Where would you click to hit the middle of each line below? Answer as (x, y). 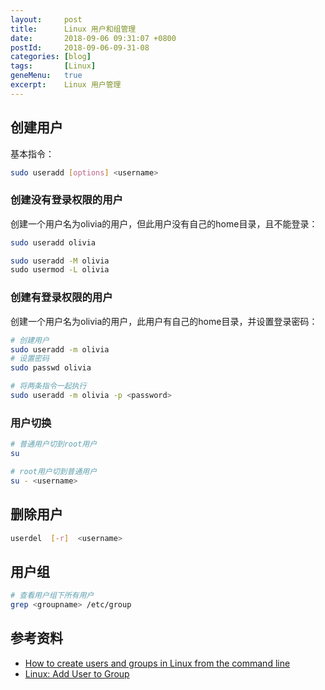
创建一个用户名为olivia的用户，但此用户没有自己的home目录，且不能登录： (164, 223)
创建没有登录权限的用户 (66, 200)
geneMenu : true (46, 76)
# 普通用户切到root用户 (54, 444)
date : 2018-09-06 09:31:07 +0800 (93, 38)
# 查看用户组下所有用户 (52, 596)
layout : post (46, 19)
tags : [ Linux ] (53, 66)
